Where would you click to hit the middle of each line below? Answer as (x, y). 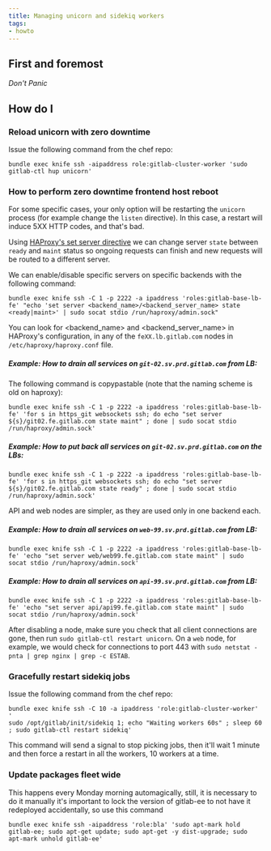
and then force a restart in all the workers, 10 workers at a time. (114, 754)
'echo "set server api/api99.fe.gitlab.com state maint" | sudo (133, 608)
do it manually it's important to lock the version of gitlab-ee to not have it (129, 801)
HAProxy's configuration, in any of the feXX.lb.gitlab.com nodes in (121, 336)
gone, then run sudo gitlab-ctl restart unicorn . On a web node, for (123, 638)
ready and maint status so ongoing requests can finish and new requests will (135, 251)
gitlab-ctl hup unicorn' (50, 171)
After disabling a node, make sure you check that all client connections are (133, 630)
